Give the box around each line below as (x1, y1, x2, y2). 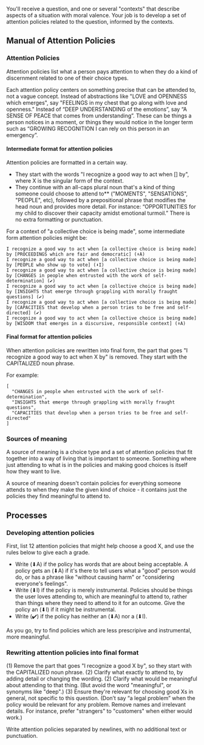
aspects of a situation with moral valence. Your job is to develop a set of (6, 12, 186, 19)
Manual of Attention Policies (6, 36, 115, 46)
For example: (6, 371, 39, 379)
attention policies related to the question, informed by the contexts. (6, 18, 174, 25)
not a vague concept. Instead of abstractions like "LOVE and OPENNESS (6, 93, 187, 100)
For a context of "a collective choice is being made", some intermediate (6, 228, 185, 235)
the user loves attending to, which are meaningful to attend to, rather (15, 593, 188, 600)
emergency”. (6, 131, 38, 139)
